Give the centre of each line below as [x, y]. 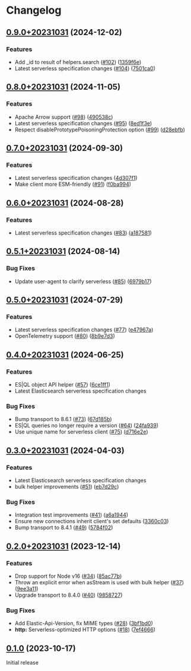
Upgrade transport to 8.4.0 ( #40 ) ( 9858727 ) [69, 595]
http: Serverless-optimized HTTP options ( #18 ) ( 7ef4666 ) [85, 629]
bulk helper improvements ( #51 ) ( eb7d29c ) [67, 486]
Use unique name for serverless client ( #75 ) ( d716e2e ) [81, 432]
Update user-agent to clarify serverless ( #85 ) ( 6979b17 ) [83, 281]
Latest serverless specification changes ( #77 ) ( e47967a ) [84, 330]
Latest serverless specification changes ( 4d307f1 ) [76, 178]
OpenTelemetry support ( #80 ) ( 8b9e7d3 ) [65, 336]
